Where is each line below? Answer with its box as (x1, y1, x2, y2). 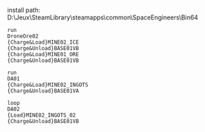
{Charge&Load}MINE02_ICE (7, 39, 79, 46)
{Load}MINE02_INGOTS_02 (7, 112, 76, 119)
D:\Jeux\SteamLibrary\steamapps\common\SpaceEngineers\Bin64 (7, 13, 199, 22)
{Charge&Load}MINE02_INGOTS (7, 81, 89, 88)
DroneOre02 (7, 33, 39, 40)
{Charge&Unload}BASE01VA (7, 88, 79, 94)
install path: (7, 6, 40, 14)
